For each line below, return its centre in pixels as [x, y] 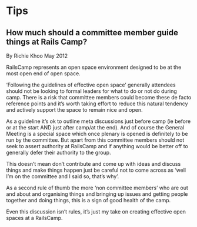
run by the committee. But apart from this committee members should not [95, 140]
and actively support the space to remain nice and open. [74, 110]
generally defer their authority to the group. [59, 152]
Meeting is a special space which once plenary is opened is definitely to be [97, 134]
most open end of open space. [43, 74]
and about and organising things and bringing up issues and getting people [97, 194]
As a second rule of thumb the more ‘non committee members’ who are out [97, 188]
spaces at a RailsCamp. [34, 218]
